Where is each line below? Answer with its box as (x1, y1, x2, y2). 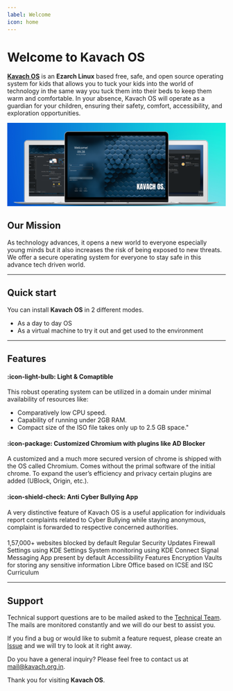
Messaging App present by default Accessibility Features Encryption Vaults (7, 553, 223, 562)
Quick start (7, 287, 57, 299)
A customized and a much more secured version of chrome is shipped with (7, 455, 222, 463)
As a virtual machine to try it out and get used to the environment (17, 326, 203, 335)
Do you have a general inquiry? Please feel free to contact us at (7, 655, 189, 663)
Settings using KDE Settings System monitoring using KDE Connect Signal (7, 546, 219, 555)
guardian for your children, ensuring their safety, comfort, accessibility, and (7, 101, 223, 110)
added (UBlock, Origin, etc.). (7, 476, 89, 485)
